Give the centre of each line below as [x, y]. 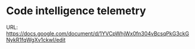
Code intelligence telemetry [76, 11]
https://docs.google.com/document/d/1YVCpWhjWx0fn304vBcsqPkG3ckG [98, 33]
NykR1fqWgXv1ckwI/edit [36, 40]
